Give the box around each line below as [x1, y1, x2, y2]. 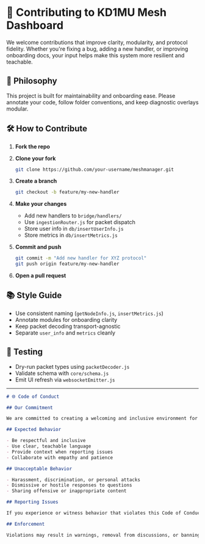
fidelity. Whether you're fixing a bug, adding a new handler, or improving [6, 45, 189, 53]
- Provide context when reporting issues [6, 449, 113, 455]
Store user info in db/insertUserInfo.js [24, 225, 124, 233]
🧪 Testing [6, 347, 43, 357]
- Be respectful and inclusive [6, 438, 86, 444]
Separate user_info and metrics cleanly [15, 329, 116, 336]
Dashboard [6, 18, 64, 32]
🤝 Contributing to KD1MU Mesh [6, 5, 167, 20]
